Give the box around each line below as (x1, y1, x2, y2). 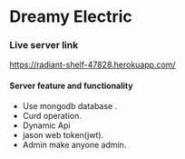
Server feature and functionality (9, 80, 133, 92)
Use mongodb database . (22, 100, 118, 111)
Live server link (9, 39, 79, 52)
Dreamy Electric (9, 6, 133, 27)
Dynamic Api (22, 120, 71, 131)
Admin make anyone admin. (22, 139, 127, 150)
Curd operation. (22, 110, 82, 121)
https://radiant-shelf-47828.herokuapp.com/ (9, 59, 176, 70)
